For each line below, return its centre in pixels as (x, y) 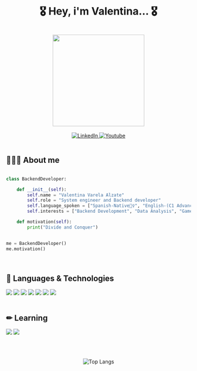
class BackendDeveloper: (36, 179)
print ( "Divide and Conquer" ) (63, 227)
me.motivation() (26, 249)
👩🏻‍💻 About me (33, 160)
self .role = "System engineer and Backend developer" (94, 200)
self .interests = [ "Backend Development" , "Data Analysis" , (102, 212)
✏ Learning (27, 318)
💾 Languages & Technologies (60, 278)
